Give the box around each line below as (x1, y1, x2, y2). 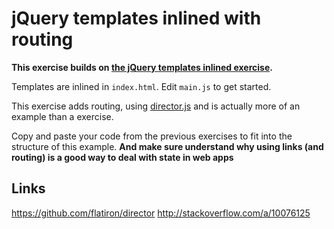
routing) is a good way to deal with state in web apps (11, 151, 234, 163)
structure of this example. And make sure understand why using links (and (11, 140, 324, 152)
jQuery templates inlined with (11, 7, 262, 30)
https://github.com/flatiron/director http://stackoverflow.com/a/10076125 (11, 207, 311, 219)
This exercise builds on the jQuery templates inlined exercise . (11, 61, 273, 73)
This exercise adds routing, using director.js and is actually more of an (11, 100, 301, 112)
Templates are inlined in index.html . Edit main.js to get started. (11, 80, 272, 92)
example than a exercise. (11, 110, 114, 122)
